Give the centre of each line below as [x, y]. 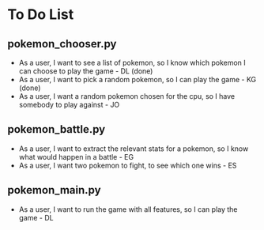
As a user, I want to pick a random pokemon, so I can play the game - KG [138, 79]
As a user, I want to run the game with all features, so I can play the [128, 209]
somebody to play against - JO [69, 105]
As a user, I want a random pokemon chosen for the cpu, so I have [127, 96]
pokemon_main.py [54, 190]
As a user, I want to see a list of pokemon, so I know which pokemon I [132, 62]
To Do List [41, 15]
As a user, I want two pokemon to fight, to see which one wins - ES [128, 165]
